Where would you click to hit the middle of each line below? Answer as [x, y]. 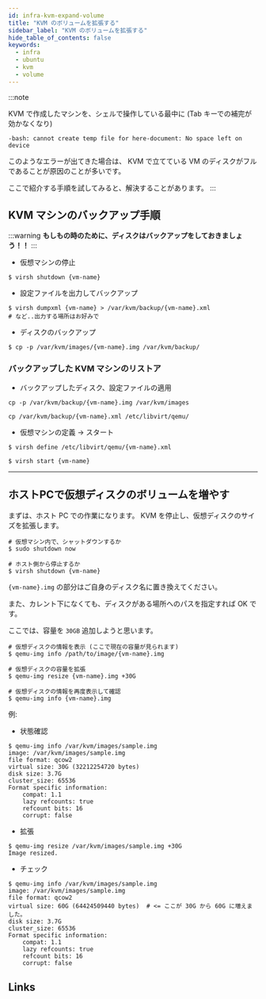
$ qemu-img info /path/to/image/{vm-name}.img [86, 654]
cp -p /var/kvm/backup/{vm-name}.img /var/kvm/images [99, 402]
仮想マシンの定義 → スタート [67, 432]
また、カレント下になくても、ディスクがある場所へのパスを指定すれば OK [128, 603]
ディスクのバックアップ [58, 332]
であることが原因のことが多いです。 [67, 170]
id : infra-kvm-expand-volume [56, 15]
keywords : [25, 45]
